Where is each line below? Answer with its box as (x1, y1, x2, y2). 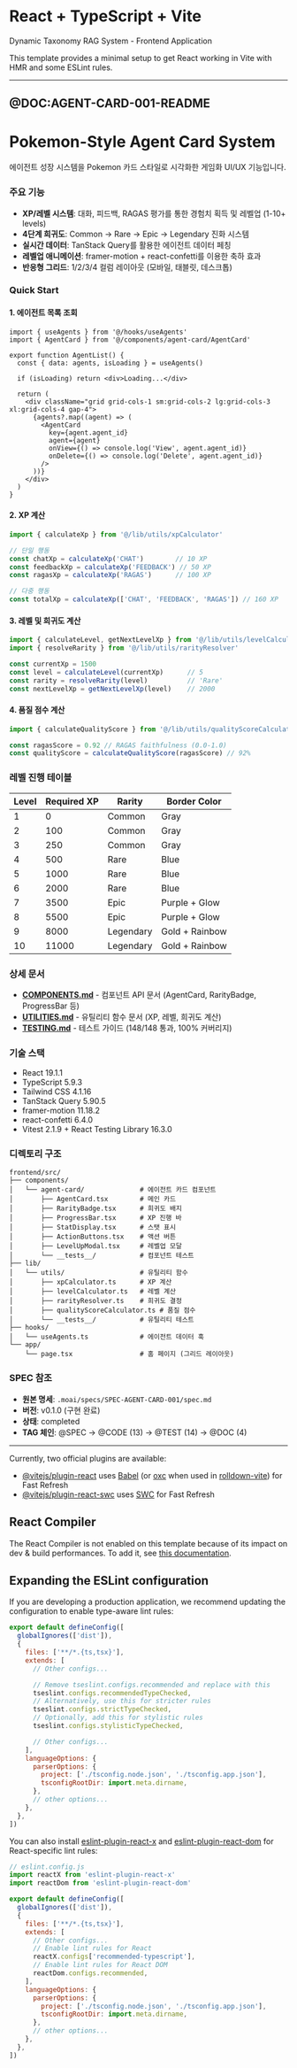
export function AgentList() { (9, 351, 125, 359)
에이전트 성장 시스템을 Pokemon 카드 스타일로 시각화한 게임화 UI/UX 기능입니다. (9, 162, 287, 173)
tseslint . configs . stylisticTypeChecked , (32, 1722, 184, 1731)
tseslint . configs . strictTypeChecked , (32, 1705, 172, 1714)
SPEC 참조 (9, 1372, 53, 1385)
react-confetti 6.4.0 (21, 1115, 94, 1125)
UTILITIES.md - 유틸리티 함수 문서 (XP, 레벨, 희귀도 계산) (21, 1011, 222, 1022)
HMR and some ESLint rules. (9, 62, 113, 73)
